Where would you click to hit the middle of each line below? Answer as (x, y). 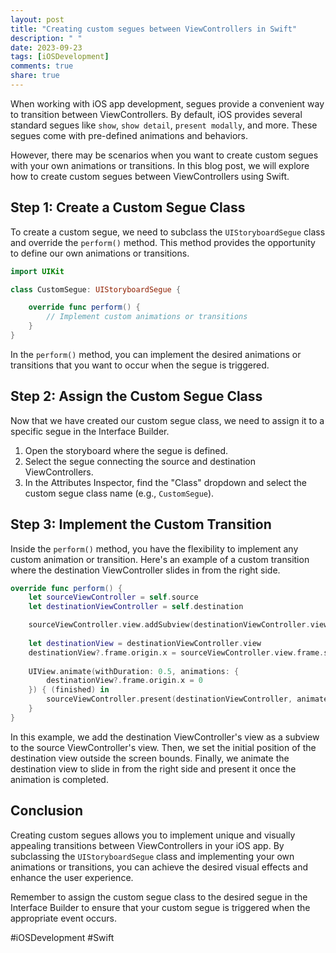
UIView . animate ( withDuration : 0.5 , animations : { (134, 671)
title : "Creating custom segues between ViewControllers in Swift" (154, 29)
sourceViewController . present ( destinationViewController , (169, 699)
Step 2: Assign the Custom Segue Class (136, 396)
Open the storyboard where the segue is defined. (126, 450)
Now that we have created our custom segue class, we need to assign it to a (167, 420)
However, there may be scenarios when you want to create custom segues (164, 155)
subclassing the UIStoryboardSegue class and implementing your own (152, 856)
